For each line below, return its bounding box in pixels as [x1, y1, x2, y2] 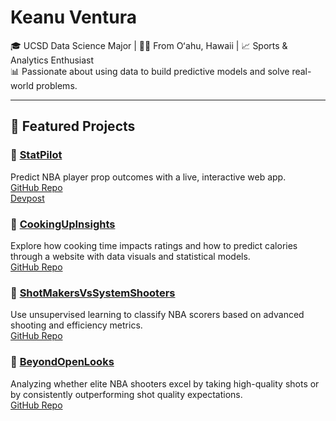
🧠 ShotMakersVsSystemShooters [10, 286, 176, 300]
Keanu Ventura [10, 6, 138, 29]
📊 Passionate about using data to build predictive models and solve [10, 65, 290, 77]
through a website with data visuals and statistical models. [10, 250, 251, 262]
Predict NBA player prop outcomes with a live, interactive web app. [10, 171, 287, 183]
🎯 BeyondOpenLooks [10, 355, 115, 369]
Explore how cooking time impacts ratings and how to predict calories [10, 239, 298, 251]
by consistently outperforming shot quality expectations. [10, 388, 243, 400]
